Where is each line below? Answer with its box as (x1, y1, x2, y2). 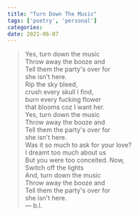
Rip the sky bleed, (24, 80, 78, 89)
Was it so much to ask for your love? (24, 140, 132, 150)
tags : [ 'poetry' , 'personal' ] (7, 17, 98, 24)
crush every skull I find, (24, 88, 94, 96)
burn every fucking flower (24, 96, 101, 104)
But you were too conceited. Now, (24, 156, 125, 165)
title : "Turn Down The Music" (7, 10, 98, 18)
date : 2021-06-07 (7, 30, 59, 38)
